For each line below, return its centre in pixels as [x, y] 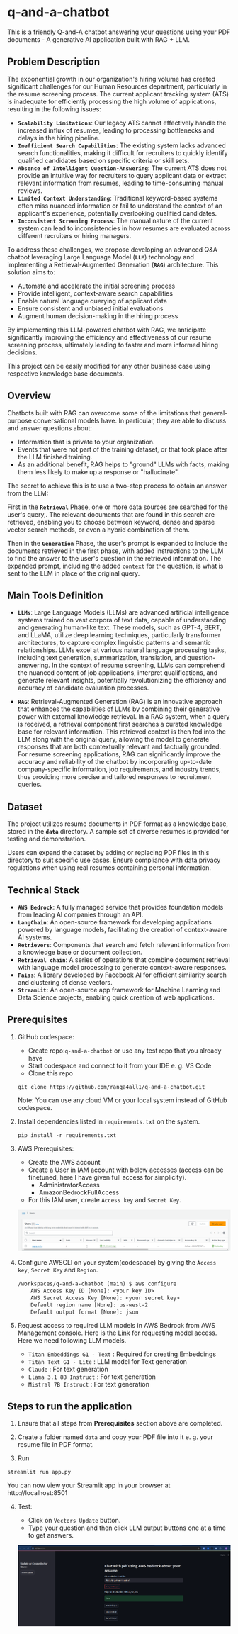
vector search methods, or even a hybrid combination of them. [98, 530]
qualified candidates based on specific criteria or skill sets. [103, 160]
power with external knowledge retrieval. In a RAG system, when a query [124, 717]
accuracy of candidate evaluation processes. [83, 688]
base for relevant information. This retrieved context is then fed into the [122, 732]
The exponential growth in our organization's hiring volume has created [112, 79]
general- [215, 413]
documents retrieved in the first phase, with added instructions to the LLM [115, 551]
